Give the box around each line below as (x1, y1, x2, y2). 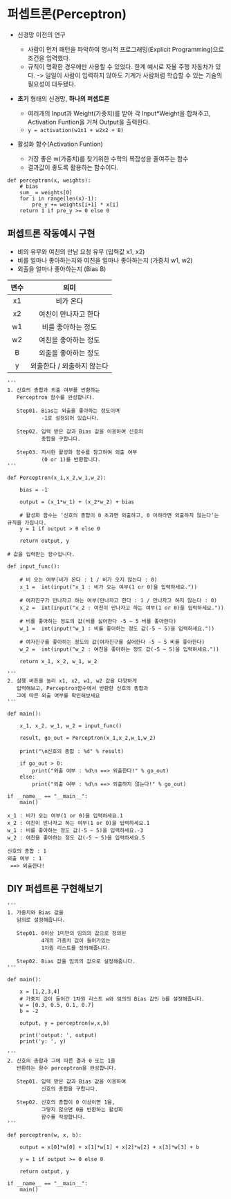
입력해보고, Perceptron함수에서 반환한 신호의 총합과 (16, 685, 149, 691)
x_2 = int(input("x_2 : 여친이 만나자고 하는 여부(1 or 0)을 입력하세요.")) (19, 604, 224, 611)
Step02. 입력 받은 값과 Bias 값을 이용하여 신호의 (16, 428, 144, 435)
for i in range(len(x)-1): (19, 195, 98, 202)
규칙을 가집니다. (7, 519, 47, 526)
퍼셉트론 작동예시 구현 (7, 227, 95, 239)
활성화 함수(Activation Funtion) (17, 140, 104, 148)
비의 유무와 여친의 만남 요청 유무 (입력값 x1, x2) (17, 247, 145, 256)
